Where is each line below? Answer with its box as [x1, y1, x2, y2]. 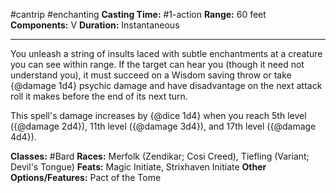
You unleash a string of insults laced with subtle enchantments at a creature [10, 48, 323, 59]
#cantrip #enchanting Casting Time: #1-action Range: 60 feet [10, 9, 267, 20]
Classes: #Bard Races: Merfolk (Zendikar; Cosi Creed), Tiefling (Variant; [10, 150, 310, 162]
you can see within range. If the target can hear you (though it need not [10, 59, 305, 70]
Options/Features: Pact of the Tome [10, 172, 162, 183]
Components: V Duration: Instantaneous [10, 19, 180, 31]
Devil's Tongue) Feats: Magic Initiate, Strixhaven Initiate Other [10, 161, 267, 173]
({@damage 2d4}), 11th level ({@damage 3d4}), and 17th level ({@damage [10, 120, 317, 132]
